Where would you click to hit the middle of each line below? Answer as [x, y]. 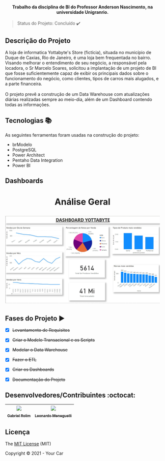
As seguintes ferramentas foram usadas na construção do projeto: [72, 135]
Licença [18, 432]
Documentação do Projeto [39, 379]
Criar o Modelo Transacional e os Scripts [53, 340]
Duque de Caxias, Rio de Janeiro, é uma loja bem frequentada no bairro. [78, 58]
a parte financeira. [24, 84]
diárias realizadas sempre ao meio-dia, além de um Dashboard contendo [79, 100]
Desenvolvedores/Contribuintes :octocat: [70, 395]
